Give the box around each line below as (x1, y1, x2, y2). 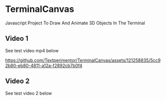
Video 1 (5, 34, 29, 43)
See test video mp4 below (5, 47, 59, 53)
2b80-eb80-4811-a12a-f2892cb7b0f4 (5, 62, 83, 68)
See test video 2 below (5, 90, 52, 96)
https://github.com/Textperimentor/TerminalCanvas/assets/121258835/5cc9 (5, 57, 161, 63)
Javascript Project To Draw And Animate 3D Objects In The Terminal (5, 20, 145, 26)
